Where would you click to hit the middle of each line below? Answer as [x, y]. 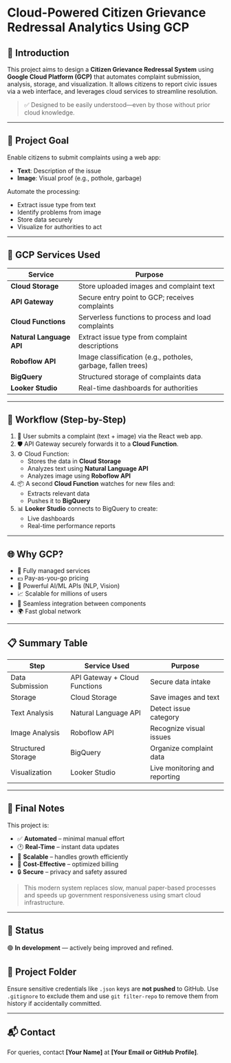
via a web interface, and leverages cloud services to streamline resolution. [112, 91]
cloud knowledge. [49, 113]
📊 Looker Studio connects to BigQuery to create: [87, 509]
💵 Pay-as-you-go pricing [53, 578]
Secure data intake [180, 682]
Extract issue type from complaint [133, 337]
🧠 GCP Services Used [54, 255]
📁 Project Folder [42, 972]
